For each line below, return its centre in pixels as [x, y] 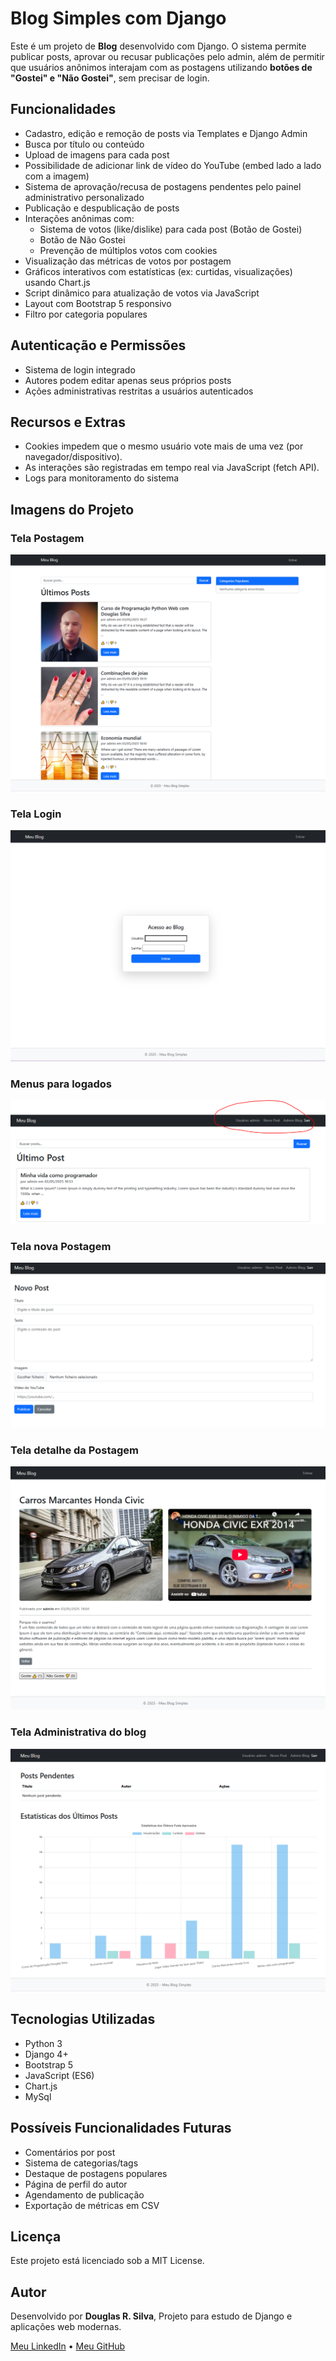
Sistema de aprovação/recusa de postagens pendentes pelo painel [163, 186]
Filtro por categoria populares [86, 314]
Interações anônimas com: [79, 218]
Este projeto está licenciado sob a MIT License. [107, 2261]
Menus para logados [61, 1084]
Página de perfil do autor [76, 2184]
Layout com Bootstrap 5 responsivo [98, 303]
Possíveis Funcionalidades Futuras [121, 2128]
